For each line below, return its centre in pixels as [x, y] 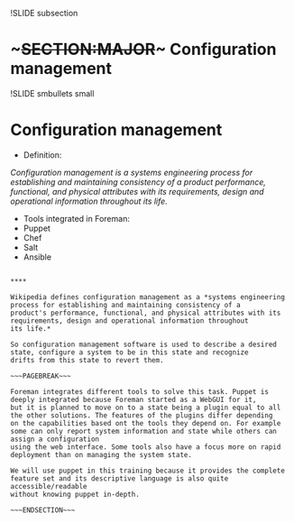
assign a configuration [55, 439]
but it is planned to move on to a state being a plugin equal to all [146, 408]
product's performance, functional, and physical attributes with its [146, 313]
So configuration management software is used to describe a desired [144, 344]
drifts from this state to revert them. [87, 360]
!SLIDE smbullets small [52, 93]
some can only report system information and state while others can [144, 431]
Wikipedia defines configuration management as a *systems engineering [147, 297]
